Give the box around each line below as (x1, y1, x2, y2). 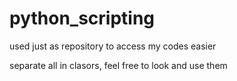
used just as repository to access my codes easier (9, 40, 217, 52)
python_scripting (9, 7, 156, 30)
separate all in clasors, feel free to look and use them (9, 59, 228, 71)
